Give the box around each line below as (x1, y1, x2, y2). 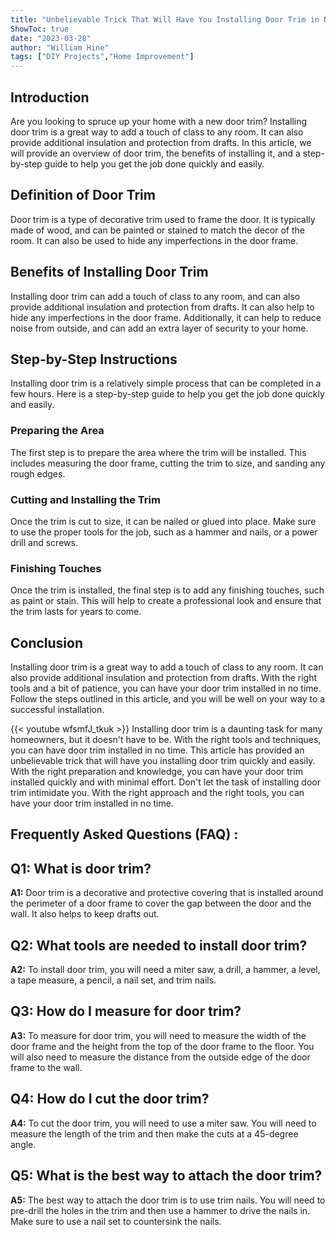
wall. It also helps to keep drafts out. (10, 908, 160, 920)
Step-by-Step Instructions (10, 351, 178, 368)
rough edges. (10, 467, 66, 480)
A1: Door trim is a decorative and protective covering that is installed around (10, 887, 324, 899)
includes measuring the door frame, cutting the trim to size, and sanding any (10, 457, 326, 469)
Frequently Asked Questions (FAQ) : (10, 826, 239, 843)
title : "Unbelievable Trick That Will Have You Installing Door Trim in (10, 14, 320, 25)
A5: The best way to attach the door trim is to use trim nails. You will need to (10, 1194, 326, 1206)
